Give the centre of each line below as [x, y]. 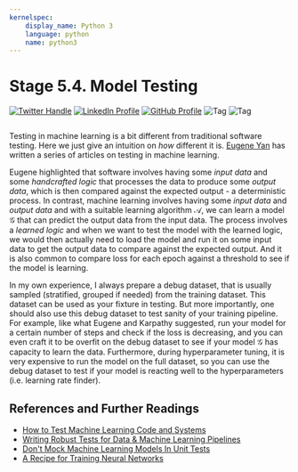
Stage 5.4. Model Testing [104, 86]
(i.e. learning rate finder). [55, 380]
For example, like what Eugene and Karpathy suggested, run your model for [148, 323]
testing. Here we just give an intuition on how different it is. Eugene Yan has [148, 146]
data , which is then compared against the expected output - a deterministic [148, 191]
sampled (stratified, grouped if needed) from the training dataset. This [138, 295]
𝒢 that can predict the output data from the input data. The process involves [149, 220]
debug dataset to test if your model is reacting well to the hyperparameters [147, 371]
